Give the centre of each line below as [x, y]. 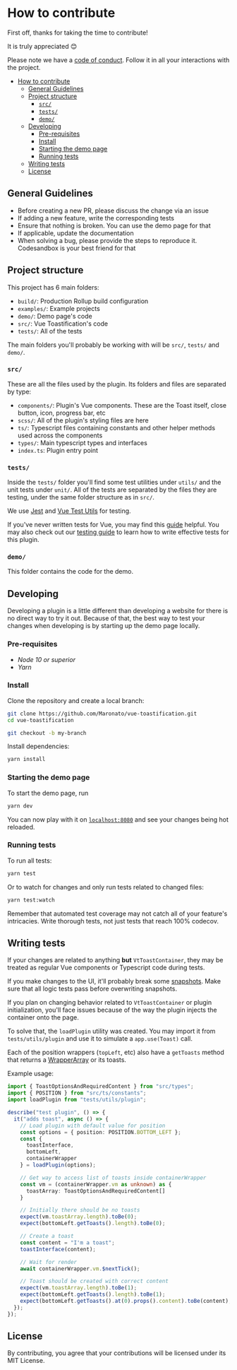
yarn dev [20, 806]
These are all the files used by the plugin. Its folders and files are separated [117, 384]
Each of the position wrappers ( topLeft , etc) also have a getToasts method [116, 1052]
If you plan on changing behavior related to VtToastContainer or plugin [110, 1003]
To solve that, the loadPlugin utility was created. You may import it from [111, 1031]
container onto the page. [43, 1017]
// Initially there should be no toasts [80, 1210]
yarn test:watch [31, 900]
